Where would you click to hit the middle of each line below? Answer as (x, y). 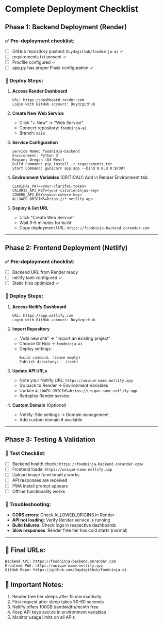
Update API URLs (30, 371)
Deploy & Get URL (30, 208)
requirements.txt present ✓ (39, 56)
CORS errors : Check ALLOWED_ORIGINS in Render (63, 515)
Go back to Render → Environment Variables (64, 385)
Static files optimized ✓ (35, 283)
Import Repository (31, 329)
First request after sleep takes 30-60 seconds (58, 602)
